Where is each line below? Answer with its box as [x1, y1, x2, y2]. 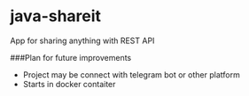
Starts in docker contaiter [22, 78, 116, 89]
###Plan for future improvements [10, 52, 132, 63]
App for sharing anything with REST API [10, 35, 155, 46]
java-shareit [10, 6, 101, 26]
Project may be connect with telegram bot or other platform [22, 69, 240, 80]
